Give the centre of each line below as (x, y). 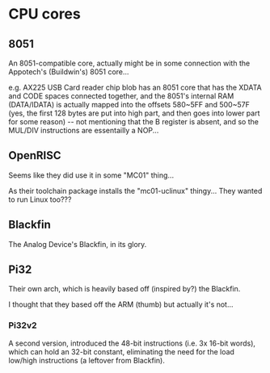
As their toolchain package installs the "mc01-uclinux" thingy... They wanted (135, 191)
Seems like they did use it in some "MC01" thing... (91, 175)
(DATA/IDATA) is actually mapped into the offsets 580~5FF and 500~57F (129, 105)
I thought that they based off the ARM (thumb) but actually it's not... (121, 304)
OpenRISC (35, 155)
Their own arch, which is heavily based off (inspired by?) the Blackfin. (124, 289)
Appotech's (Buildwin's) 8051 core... (69, 72)
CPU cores (44, 14)
